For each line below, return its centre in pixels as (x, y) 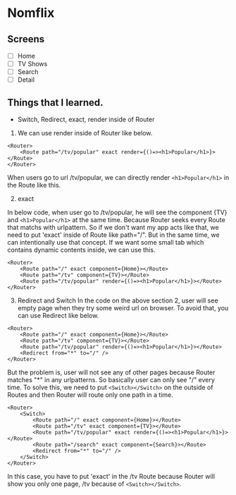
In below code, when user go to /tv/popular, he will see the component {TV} (117, 212)
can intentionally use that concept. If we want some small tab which (106, 243)
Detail (26, 80)
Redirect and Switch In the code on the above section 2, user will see (118, 300)
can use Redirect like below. (58, 316)
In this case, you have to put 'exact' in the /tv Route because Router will (111, 477)
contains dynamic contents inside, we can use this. (81, 250)
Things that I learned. (55, 103)
